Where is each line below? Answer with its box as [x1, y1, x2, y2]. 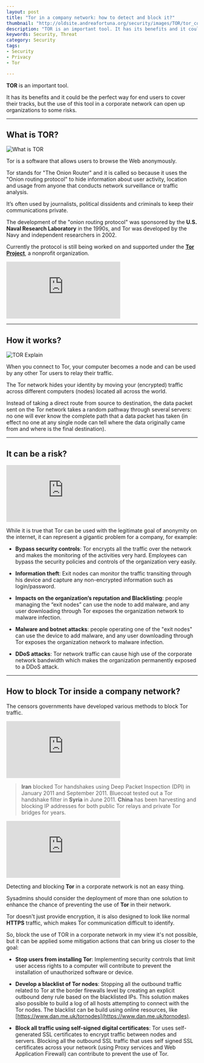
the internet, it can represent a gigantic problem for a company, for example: [6, 533, 197, 540]
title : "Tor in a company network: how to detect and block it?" [6, 15, 175, 21]
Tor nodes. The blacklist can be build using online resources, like [15, 1006, 178, 1013]
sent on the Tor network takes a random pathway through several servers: [6, 406, 192, 413]
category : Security [6, 37, 56, 43]
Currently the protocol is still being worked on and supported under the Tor [6, 243, 194, 251]
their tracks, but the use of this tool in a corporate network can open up [6, 100, 185, 107]
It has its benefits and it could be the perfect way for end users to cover [6, 93, 186, 101]
